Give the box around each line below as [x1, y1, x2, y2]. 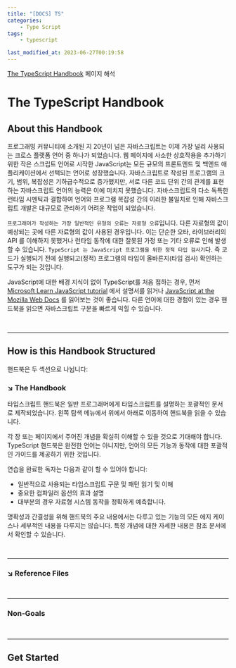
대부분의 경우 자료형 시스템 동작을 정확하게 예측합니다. [17, 497, 166, 506]
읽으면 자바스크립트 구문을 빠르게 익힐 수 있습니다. [25, 304, 163, 312]
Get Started [7, 652, 59, 664]
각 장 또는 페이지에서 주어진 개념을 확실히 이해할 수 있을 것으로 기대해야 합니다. [7, 433, 223, 441]
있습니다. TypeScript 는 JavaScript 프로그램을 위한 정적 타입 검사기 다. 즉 [22, 245, 221, 254]
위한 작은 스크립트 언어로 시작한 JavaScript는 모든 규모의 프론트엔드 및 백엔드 [7, 160, 220, 168]
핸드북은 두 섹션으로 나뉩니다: [7, 364, 88, 373]
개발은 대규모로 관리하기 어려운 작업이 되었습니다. [20, 204, 156, 212]
